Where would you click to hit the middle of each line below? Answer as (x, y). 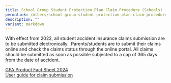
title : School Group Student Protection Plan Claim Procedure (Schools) (84, 10)
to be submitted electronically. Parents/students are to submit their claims (83, 44)
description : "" (22, 19)
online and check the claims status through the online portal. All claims (79, 49)
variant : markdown (25, 24)
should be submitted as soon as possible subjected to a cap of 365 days (81, 55)
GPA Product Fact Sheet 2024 (37, 70)
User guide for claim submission (39, 75)
